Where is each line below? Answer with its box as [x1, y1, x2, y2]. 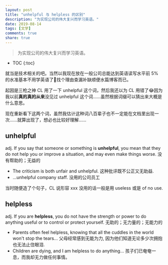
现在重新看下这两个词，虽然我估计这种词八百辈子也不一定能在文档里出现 [5, 110, 154, 116]
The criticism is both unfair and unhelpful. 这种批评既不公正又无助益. [12, 168, 154, 174]
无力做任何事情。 [34, 254, 70, 260]
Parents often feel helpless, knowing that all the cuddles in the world [12, 229, 154, 235]
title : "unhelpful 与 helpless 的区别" [5, 12, 86, 17]
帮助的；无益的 [9, 157, 41, 163]
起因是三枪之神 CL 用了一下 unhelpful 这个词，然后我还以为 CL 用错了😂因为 [5, 87, 163, 93]
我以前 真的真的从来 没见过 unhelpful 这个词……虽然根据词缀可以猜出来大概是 [5, 94, 162, 100]
